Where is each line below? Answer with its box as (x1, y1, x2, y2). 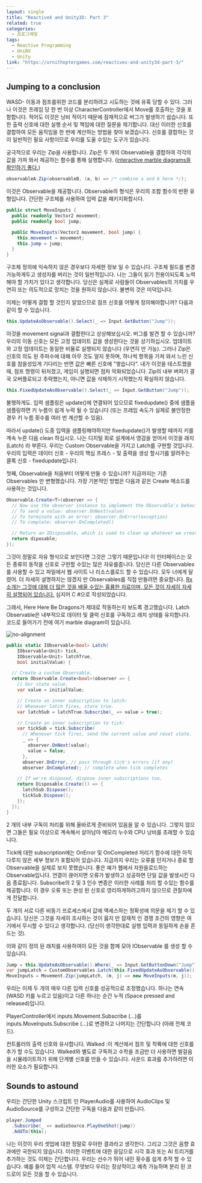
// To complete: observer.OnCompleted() (11, 519, 114, 525)
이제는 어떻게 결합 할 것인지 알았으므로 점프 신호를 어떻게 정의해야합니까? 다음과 (6, 299, 194, 306)
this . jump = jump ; (17, 241, 63, 247)
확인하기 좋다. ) (6, 164, 41, 171)
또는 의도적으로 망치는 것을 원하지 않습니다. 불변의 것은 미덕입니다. (17, 286, 173, 293)
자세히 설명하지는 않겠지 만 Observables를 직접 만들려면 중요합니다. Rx (25, 575, 193, 582)
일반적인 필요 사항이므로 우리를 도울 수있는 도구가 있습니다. (12, 136, 151, 144)
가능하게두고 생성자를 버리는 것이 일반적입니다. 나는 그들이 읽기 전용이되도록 (6, 271, 185, 278)
